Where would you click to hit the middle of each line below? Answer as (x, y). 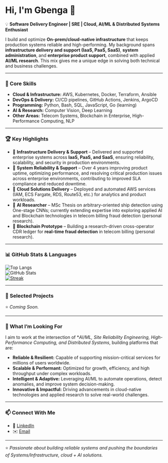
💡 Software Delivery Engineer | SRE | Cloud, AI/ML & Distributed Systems (82, 24)
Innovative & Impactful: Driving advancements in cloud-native (77, 389)
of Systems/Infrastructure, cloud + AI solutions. (54, 455)
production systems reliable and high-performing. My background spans (80, 44)
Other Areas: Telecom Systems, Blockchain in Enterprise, (72, 116)
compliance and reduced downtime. (49, 183)
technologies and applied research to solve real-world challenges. (80, 395)
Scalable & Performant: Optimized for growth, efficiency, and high (81, 368)
